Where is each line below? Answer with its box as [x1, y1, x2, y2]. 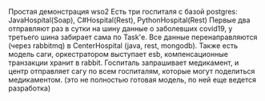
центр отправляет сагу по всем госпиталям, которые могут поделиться [8, 67, 255, 75]
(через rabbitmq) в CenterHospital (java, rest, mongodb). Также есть [8, 41, 239, 50]
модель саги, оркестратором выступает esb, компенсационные [8, 50, 228, 59]
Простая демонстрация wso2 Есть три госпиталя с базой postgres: [8, 7, 238, 16]
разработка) [8, 83, 51, 93]
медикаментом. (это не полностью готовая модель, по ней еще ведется [8, 75, 256, 84]
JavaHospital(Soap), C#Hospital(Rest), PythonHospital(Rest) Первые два [8, 15, 251, 25]
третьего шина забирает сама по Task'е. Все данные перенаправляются [8, 32, 258, 42]
